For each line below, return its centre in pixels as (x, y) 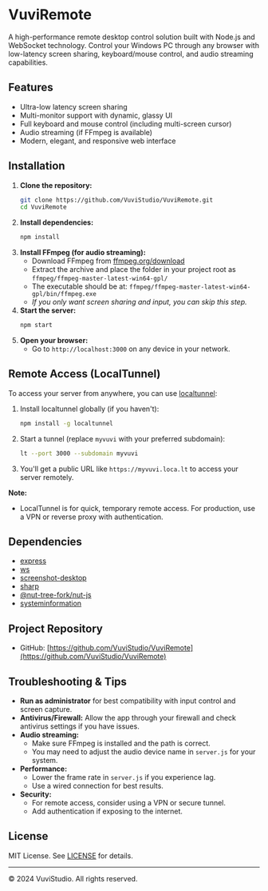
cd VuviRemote (43, 207)
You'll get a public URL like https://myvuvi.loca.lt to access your (129, 469)
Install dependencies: (57, 222)
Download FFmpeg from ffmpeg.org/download (108, 261)
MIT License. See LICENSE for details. (71, 855)
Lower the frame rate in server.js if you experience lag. (124, 777)
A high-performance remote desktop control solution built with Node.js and (132, 37)
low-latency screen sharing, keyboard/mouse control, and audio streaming (131, 54)
